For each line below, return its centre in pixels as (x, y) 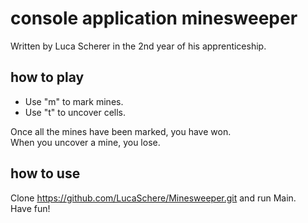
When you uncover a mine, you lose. (85, 142)
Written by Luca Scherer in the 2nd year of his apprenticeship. (138, 46)
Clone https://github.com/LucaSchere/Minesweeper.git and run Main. (153, 198)
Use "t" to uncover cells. (75, 112)
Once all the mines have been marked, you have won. (121, 131)
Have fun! (30, 208)
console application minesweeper (154, 18)
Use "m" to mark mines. (74, 101)
